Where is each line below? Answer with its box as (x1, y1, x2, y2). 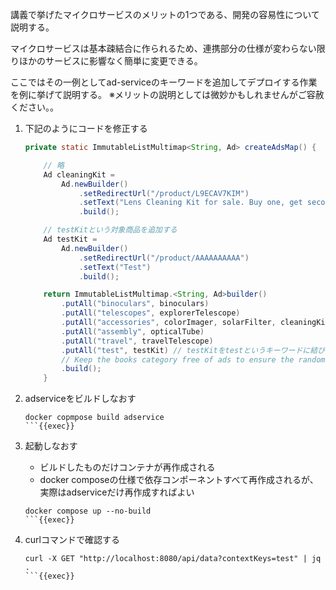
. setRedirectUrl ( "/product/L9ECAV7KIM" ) (78, 188, 250, 198)
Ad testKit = (43, 234, 98, 244)
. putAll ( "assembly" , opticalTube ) (61, 326, 205, 337)
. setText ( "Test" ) (78, 262, 152, 272)
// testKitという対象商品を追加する (43, 225, 178, 235)
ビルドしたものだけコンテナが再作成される (39, 461, 216, 473)
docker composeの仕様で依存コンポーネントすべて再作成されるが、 (39, 474, 319, 486)
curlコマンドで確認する (24, 534, 120, 546)
